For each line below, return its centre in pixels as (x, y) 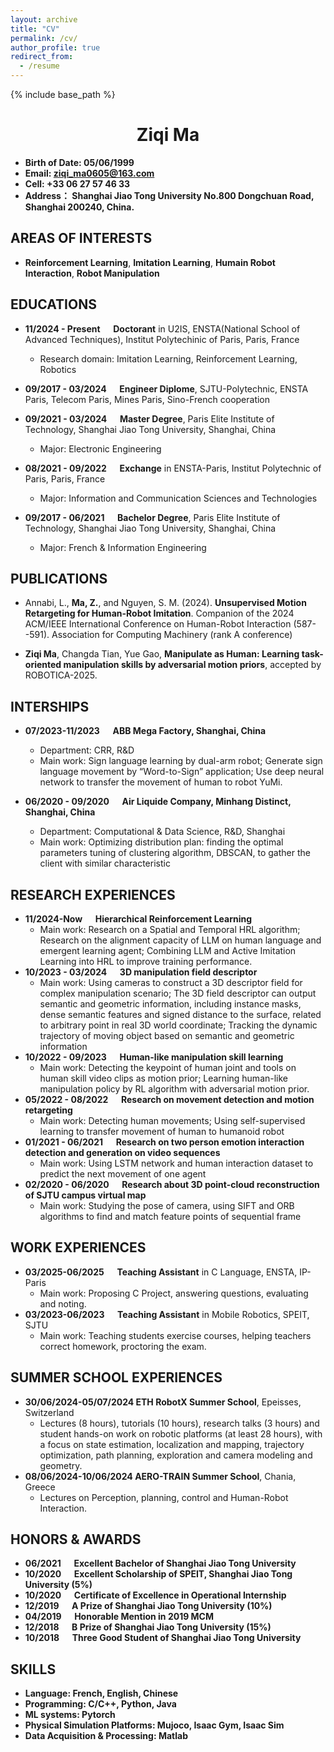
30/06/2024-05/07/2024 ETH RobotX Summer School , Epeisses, (163, 1402)
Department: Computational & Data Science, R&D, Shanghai (162, 832)
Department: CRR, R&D (87, 750)
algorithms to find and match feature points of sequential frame (170, 1216)
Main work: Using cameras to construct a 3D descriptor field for (171, 982)
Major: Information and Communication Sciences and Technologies (178, 498)
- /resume (39, 66)
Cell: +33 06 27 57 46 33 (77, 183)
